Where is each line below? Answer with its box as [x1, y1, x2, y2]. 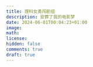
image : [6, 24, 22, 31]
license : [6, 36, 27, 41]
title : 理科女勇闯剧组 [6, 8, 56, 15]
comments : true [6, 47, 43, 52]
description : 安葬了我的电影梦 [6, 14, 75, 20]
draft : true [6, 52, 35, 58]
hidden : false [6, 41, 41, 47]
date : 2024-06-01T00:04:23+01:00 [6, 19, 88, 25]
